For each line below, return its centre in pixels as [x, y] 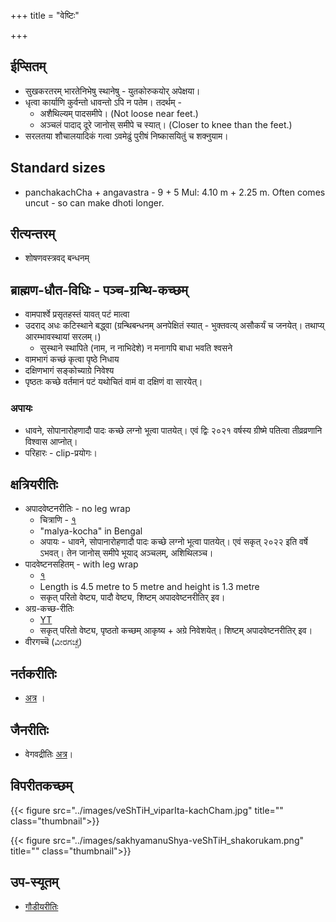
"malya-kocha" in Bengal [91, 531]
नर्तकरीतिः [33, 673]
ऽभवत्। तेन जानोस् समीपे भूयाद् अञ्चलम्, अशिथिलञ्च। [126, 553]
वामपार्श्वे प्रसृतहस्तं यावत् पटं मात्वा [77, 314]
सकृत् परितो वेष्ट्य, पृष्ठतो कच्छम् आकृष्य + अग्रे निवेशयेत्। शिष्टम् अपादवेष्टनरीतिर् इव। [176, 631]
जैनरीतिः [29, 730]
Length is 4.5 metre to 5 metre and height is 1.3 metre [149, 587]
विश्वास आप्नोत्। [51, 441]
